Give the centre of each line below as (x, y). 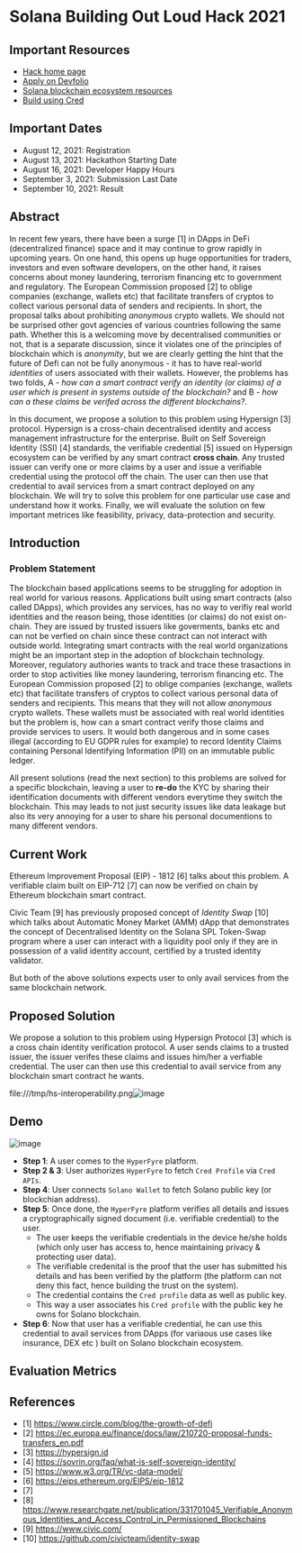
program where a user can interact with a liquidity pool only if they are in (144, 941)
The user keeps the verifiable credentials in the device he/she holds (161, 1238)
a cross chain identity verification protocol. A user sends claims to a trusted (149, 1046)
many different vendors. (54, 826)
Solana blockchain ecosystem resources (97, 91)
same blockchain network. (58, 988)
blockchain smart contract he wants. (77, 1075)
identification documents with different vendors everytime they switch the (146, 797)
